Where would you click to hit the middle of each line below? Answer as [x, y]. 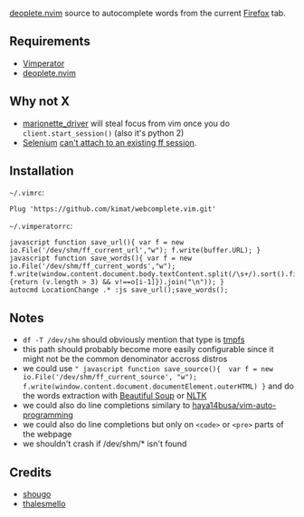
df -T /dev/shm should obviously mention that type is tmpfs [133, 340]
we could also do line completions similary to [106, 406]
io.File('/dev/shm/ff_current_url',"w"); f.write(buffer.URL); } [135, 251]
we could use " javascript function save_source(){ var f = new [148, 369]
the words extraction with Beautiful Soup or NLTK [114, 396]
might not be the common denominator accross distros [125, 359]
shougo [37, 494]
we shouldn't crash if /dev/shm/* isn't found [104, 444]
